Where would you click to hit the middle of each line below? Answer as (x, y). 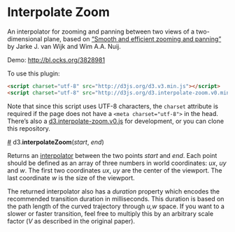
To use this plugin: (34, 73)
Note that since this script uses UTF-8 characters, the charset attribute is (113, 106)
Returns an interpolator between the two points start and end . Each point (112, 155)
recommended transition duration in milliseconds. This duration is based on (116, 198)
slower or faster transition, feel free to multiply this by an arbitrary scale (111, 213)
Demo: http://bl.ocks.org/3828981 (56, 59)
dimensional (25, 38)
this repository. (29, 128)
